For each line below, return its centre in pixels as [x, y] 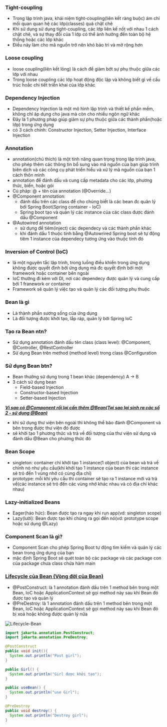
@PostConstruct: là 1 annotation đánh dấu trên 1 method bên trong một [85, 587]
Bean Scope [20, 452]
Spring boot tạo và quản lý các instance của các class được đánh [87, 212]
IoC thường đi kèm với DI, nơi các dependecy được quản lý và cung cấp [86, 279]
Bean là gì [17, 302]
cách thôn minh [28, 175]
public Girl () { [22, 669]
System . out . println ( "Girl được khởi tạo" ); [55, 674]
